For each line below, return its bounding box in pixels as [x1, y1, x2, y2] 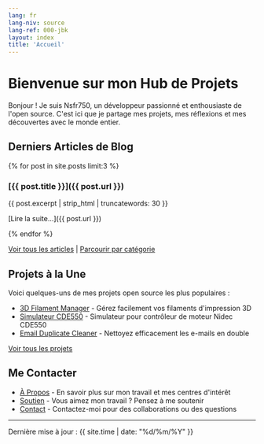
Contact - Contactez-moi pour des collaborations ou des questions [19, 404, 237, 413]
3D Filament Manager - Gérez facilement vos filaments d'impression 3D [19, 303, 252, 313]
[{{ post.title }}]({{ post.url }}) [8, 180, 124, 191]
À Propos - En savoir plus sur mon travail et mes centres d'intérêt [19, 387, 231, 397]
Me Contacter [8, 367, 77, 380]
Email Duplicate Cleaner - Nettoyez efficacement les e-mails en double [19, 328, 250, 338]
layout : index [8, 33, 55, 42]
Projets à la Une [8, 267, 86, 280]
